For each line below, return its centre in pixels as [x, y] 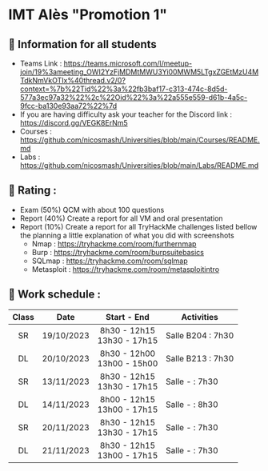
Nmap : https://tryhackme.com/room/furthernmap [114, 243]
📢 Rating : [33, 191]
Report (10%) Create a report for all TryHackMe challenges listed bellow [138, 226]
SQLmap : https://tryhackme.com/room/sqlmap [110, 261]
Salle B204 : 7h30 [200, 335]
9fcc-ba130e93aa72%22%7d [68, 106]
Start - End [127, 317]
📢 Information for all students [83, 44]
